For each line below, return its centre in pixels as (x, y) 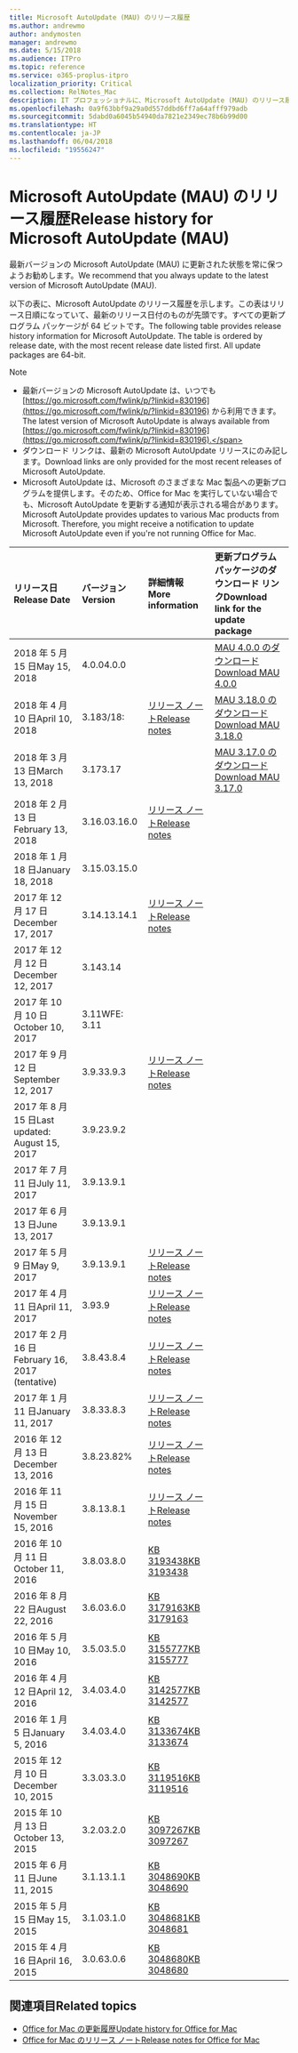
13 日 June (35, 1224)
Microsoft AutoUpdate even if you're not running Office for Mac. (139, 533)
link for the (238, 608)
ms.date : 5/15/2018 (45, 51)
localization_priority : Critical (71, 84)
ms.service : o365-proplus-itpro (69, 76)
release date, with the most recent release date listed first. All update (135, 345)
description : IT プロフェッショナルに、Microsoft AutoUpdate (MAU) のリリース (147, 100)
